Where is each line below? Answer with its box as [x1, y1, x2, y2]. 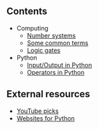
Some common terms [26, 38, 89, 47]
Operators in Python [26, 68, 84, 76]
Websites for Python [16, 114, 75, 122]
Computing [16, 24, 49, 32]
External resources [6, 88, 91, 100]
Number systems [26, 31, 76, 40]
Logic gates [26, 46, 61, 54]
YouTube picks [16, 107, 60, 115]
